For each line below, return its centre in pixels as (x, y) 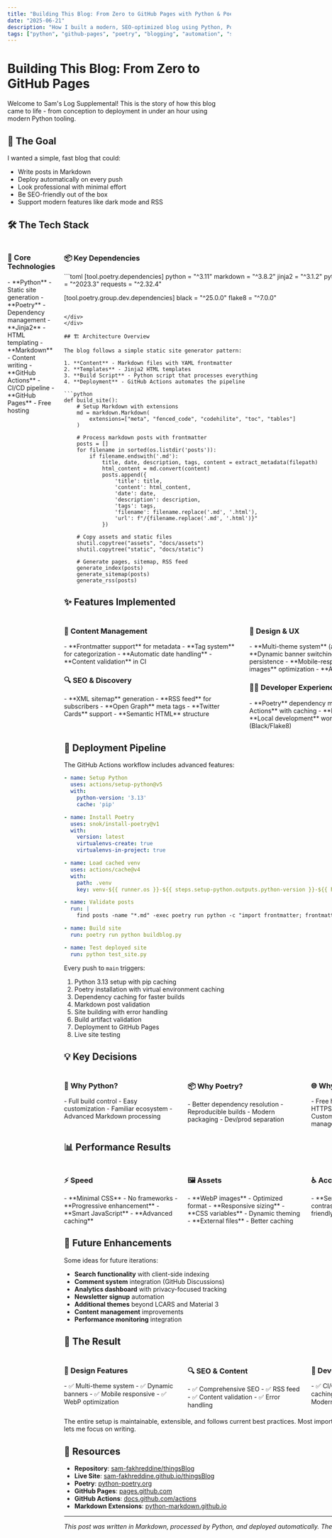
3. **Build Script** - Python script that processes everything (161, 375)
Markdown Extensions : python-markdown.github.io (150, 1506)
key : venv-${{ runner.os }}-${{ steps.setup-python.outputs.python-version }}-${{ (202, 889)
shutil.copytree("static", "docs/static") (140, 549)
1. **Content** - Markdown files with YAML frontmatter (148, 363)
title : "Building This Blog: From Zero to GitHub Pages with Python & (114, 14)
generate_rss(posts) (107, 580)
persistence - (269, 661)
